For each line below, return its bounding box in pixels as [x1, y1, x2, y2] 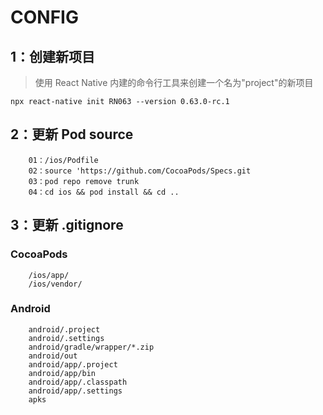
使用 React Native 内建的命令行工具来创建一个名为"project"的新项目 [34, 77, 314, 88]
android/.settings [28, 333, 105, 343]
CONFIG [10, 6, 79, 29]
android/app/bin [28, 368, 97, 378]
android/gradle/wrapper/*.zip [28, 342, 155, 352]
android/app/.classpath [28, 377, 128, 387]
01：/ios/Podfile [28, 155, 99, 165]
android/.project [28, 324, 101, 335]
